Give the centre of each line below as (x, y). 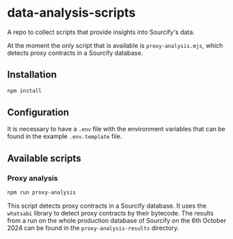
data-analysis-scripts (72, 13)
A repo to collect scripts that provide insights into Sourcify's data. (101, 32)
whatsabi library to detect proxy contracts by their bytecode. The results (111, 213)
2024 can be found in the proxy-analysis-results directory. (93, 228)
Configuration (38, 113)
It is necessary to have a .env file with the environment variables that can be (116, 129)
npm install (24, 91)
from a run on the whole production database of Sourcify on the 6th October (117, 221)
